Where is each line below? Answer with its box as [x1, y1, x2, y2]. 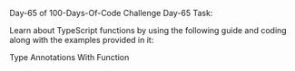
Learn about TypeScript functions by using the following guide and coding [9, 25, 288, 35]
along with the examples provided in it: [9, 35, 154, 45]
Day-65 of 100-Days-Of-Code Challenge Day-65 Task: [9, 8, 213, 18]
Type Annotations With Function [9, 52, 130, 62]
